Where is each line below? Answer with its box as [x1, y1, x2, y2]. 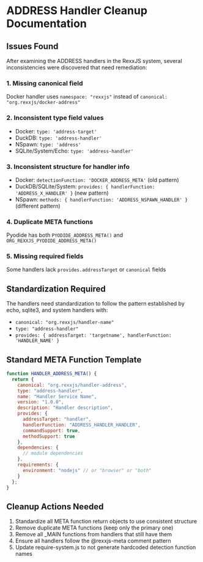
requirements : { [17, 462, 59, 468]
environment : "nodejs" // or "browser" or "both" [22, 467, 152, 473]
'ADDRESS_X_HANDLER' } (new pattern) [15, 189, 109, 197]
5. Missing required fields [6, 252, 84, 261]
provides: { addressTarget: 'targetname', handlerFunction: [15, 332, 172, 339]
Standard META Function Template [6, 354, 142, 365]
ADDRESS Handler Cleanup [6, 4, 148, 18]
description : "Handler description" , [17, 405, 114, 411]
